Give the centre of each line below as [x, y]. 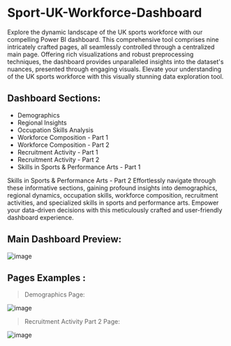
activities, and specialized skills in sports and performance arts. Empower [113, 203]
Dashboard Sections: [54, 99]
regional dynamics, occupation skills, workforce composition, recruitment [113, 195]
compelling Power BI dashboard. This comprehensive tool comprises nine [113, 39]
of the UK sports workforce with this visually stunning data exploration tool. [115, 76]
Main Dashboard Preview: [65, 239]
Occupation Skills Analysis [55, 129]
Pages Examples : [46, 277]
